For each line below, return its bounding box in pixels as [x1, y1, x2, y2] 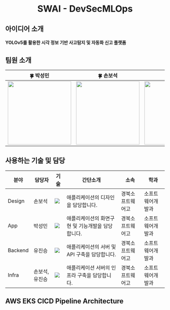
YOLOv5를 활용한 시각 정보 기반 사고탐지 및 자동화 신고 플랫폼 [5, 40, 126, 46]
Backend [8, 247, 29, 254]
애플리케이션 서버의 [66, 264, 110, 271]
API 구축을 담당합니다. [66, 251, 116, 258]
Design [8, 197, 25, 204]
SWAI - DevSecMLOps [37, 3, 133, 15]
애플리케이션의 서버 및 [66, 243, 116, 250]
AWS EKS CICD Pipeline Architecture [5, 297, 124, 305]
